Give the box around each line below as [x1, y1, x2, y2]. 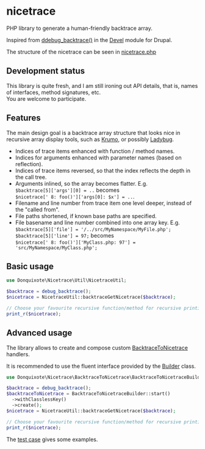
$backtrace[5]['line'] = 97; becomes [15, 232, 114, 239]
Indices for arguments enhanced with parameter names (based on [15, 154, 182, 161]
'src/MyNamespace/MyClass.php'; [15, 244, 98, 251]
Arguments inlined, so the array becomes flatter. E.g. [15, 180, 148, 187]
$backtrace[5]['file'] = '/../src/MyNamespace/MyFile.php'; [15, 226, 171, 233]
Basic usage [6, 261, 54, 271]
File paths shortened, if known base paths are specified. [15, 212, 157, 219]
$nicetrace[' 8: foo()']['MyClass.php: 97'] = [15, 239, 136, 246]
